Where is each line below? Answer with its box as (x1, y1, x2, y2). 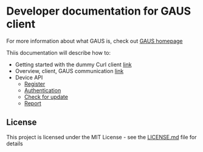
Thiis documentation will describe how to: (6, 49, 111, 56)
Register (24, 80, 46, 88)
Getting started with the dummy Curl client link (15, 61, 132, 68)
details (6, 140, 23, 147)
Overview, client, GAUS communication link (15, 67, 124, 74)
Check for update (24, 93, 69, 100)
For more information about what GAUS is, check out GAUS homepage (6, 37, 183, 44)
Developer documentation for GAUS (6, 4, 191, 18)
